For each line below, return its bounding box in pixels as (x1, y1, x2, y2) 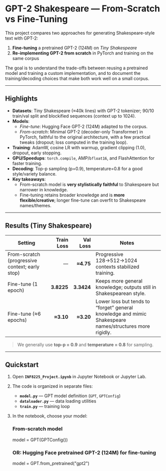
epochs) (7, 316, 27, 323)
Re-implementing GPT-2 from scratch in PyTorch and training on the (12, 50, 154, 56)
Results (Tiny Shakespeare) (5, 222, 92, 230)
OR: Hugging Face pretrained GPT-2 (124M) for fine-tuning (12, 449, 157, 456)
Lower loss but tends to (95, 298, 150, 305)
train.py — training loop (19, 404, 70, 410)
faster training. (12, 160, 42, 166)
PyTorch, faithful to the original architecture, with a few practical (19, 134, 151, 140)
